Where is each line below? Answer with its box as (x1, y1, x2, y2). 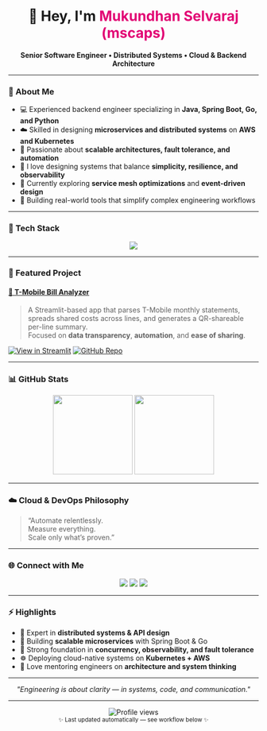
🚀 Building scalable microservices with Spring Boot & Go (19, 636, 208, 646)
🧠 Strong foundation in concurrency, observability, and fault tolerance (19, 644, 254, 654)
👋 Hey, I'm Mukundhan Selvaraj (28, 7, 239, 25)
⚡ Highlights (8, 607, 57, 618)
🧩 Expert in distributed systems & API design (19, 628, 170, 637)
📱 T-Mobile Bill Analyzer (8, 288, 90, 297)
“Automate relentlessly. (27, 516, 103, 525)
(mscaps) (101, 24, 166, 42)
